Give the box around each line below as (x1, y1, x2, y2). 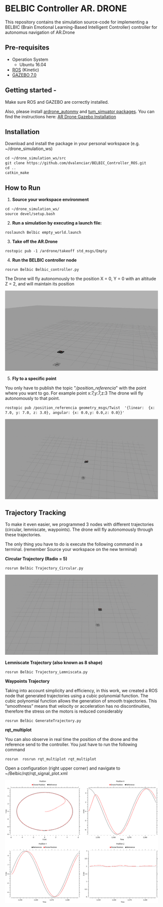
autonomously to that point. (5, 395, 60, 401)
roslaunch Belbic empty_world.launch (5, 230, 81, 235)
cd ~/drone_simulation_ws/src (5, 156, 66, 161)
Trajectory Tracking (5, 509, 66, 517)
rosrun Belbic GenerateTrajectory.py (5, 718, 81, 723)
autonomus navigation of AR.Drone (5, 29, 75, 35)
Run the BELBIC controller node (12, 257, 77, 263)
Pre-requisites (5, 43, 49, 52)
